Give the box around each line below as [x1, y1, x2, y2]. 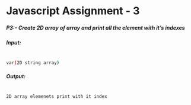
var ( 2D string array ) [6, 60, 60, 66]
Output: [6, 72, 26, 79]
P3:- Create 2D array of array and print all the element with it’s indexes [6, 24, 185, 31]
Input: [6, 39, 22, 46]
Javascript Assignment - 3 [6, 4, 140, 18]
